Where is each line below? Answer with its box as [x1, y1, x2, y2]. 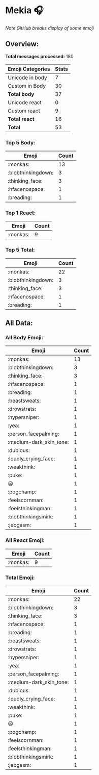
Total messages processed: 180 [5, 53, 74, 59]
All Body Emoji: [5, 334, 44, 341]
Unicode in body [8, 74, 47, 81]
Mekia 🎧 [5, 5, 44, 16]
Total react [8, 115, 35, 122]
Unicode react [8, 98, 42, 106]
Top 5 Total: [5, 246, 36, 254]
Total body [8, 90, 35, 97]
